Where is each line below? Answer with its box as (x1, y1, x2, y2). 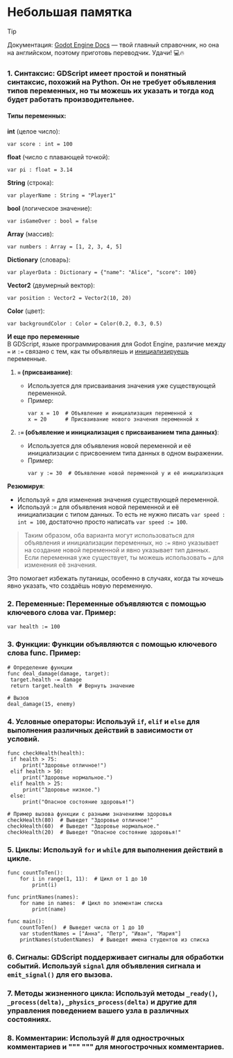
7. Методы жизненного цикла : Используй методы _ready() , (7, 988, 218, 998)
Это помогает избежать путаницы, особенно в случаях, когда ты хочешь (7, 575, 224, 583)
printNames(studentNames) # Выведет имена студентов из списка (19, 936, 209, 943)
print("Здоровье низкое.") (22, 786, 101, 793)
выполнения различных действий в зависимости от (7, 725, 193, 735)
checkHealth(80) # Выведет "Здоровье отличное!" (7, 817, 154, 824)
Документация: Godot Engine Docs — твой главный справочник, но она (7, 40, 220, 49)
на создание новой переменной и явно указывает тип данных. (24, 546, 210, 554)
